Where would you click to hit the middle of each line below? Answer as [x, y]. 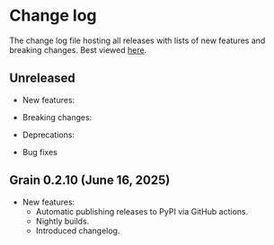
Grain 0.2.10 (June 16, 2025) [90, 180]
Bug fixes [40, 152]
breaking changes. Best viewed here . [78, 49]
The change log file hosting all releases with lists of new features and [137, 40]
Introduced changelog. [78, 231]
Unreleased [43, 79]
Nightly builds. [62, 221]
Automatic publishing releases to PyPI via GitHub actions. [142, 211]
